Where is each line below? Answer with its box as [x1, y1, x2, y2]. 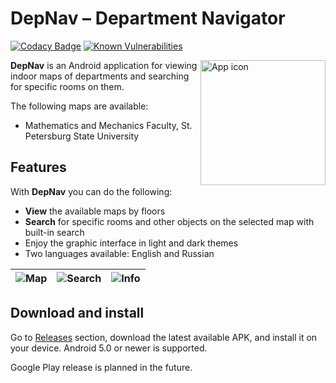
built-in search [24, 226, 85, 238]
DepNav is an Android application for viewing [10, 59, 198, 71]
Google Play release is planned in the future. [10, 361, 193, 373]
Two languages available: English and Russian [24, 247, 215, 259]
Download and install [10, 305, 145, 322]
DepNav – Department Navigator [10, 7, 286, 30]
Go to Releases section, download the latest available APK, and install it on [10, 331, 318, 343]
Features [10, 159, 67, 176]
